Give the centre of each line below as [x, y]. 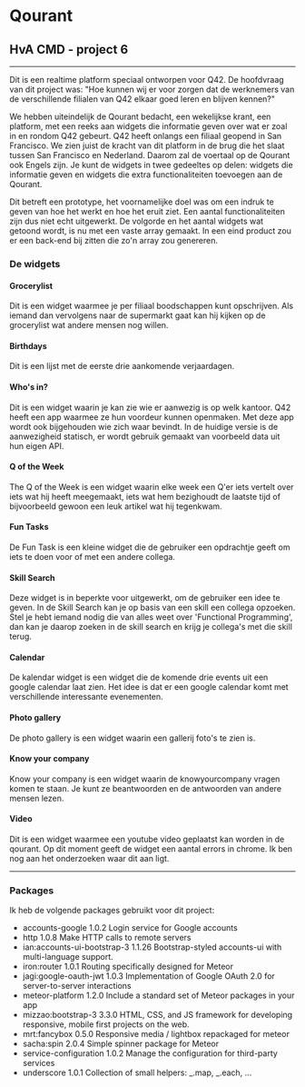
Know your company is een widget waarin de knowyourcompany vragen [145, 779]
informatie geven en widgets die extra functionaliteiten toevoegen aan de [146, 175]
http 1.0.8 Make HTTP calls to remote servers [107, 938]
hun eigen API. [37, 445]
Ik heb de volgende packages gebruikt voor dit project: [112, 911]
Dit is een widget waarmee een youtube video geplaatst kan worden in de [147, 839]
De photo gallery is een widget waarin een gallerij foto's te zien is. [133, 738]
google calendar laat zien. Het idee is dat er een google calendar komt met [149, 687]
